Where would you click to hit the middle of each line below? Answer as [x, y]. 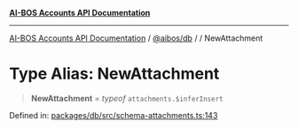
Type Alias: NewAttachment [114, 74]
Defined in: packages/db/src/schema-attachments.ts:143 [114, 115]
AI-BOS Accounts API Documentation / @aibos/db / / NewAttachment [136, 38]
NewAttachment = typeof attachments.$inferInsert [127, 98]
